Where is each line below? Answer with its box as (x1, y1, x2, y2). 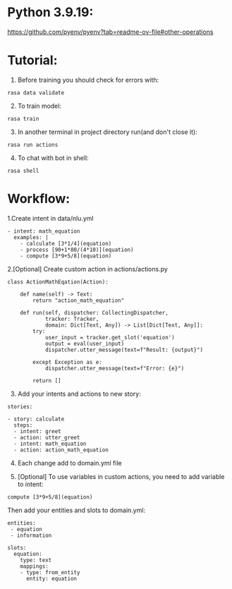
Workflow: (7, 191, 71, 207)
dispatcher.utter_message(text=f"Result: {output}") (44, 346, 203, 353)
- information (10, 532, 52, 539)
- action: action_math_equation (13, 446, 109, 454)
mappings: (20, 562, 49, 570)
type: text (20, 557, 52, 564)
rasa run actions (7, 141, 59, 148)
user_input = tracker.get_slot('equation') (44, 334, 175, 341)
